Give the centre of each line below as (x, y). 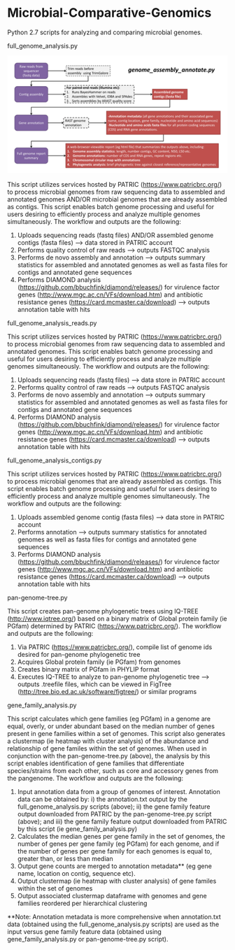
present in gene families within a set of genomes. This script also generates (116, 733)
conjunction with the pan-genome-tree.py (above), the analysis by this (109, 756)
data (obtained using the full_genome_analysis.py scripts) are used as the (113, 924)
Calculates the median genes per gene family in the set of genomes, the (121, 836)
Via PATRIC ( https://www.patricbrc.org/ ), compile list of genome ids (115, 647)
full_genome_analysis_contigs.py (55, 460)
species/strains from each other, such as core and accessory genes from (113, 770)
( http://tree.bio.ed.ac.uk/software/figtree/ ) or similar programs (107, 691)
